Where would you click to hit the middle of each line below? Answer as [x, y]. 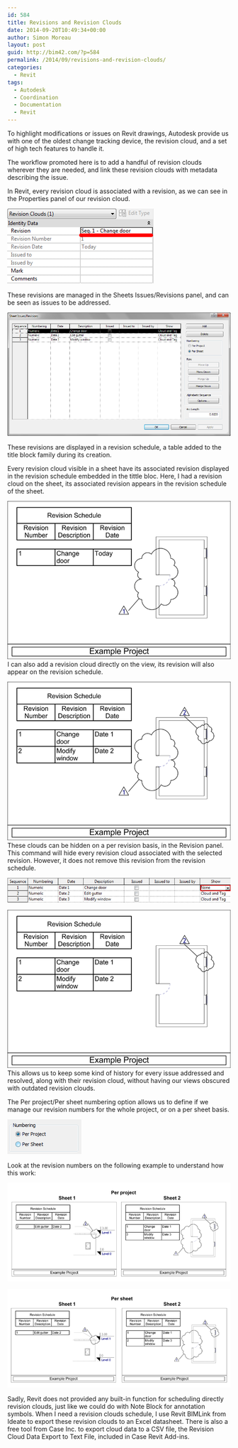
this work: [22, 1173]
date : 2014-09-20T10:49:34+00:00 [57, 30]
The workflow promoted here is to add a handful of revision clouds [104, 162]
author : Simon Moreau [39, 38]
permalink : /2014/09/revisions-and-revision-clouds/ [87, 60]
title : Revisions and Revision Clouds [64, 22]
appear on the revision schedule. [55, 672]
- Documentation [38, 105]
